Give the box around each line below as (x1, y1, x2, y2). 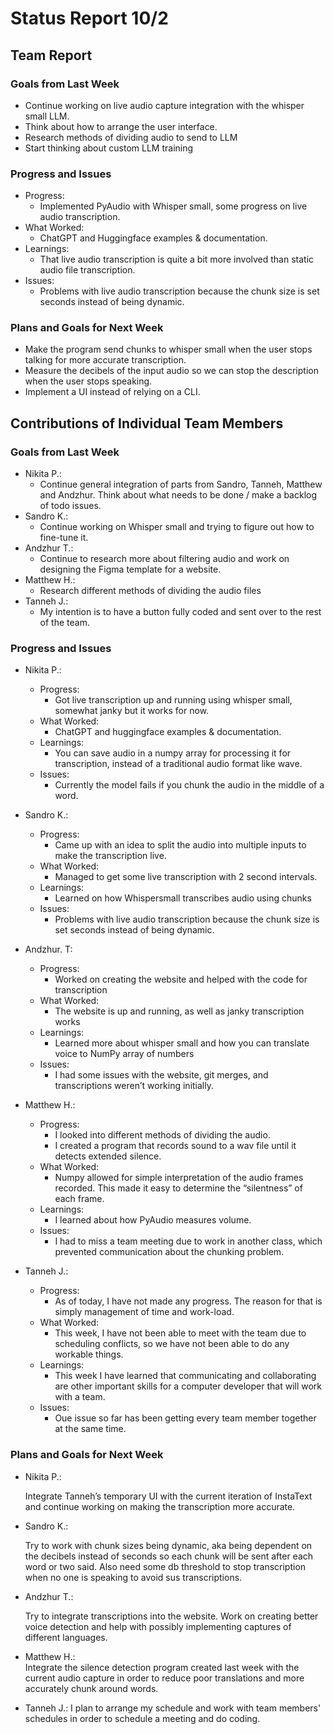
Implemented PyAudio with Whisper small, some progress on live (39, 200, 308, 212)
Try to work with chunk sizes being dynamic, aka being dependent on (24, 1539, 313, 1551)
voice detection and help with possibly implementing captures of (24, 1620, 292, 1632)
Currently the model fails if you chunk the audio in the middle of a (54, 779, 325, 791)
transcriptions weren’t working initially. (54, 1080, 215, 1092)
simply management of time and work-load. (54, 1306, 235, 1318)
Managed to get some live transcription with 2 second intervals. (54, 871, 318, 883)
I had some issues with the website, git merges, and (54, 1069, 269, 1081)
